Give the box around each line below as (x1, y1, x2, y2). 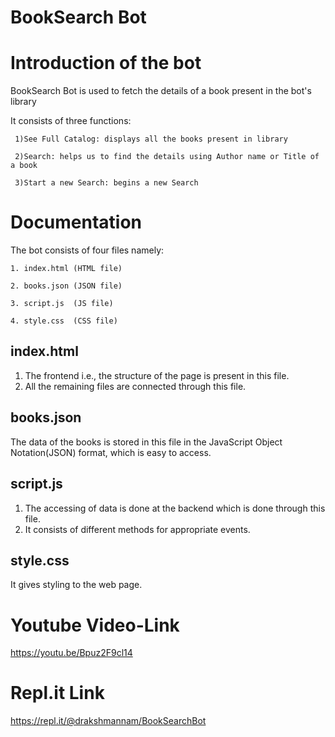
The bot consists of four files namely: (10, 244, 165, 256)
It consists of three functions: (10, 115, 132, 127)
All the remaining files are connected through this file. (24, 380, 247, 392)
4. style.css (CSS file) (10, 316, 118, 326)
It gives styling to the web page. (10, 579, 143, 591)
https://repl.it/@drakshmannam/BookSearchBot (10, 715, 207, 727)
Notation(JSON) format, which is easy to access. (10, 446, 212, 458)
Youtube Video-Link (10, 614, 180, 636)
